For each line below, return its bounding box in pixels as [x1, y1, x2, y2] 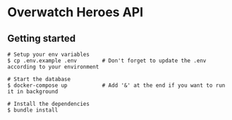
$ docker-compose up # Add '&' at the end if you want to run [7, 82, 226, 89]
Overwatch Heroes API [7, 4, 144, 20]
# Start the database [7, 76, 71, 83]
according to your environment [7, 64, 99, 71]
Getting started [7, 32, 76, 44]
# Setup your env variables [7, 51, 90, 58]
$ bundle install [7, 107, 59, 114]
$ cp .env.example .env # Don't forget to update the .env [7, 57, 207, 64]
